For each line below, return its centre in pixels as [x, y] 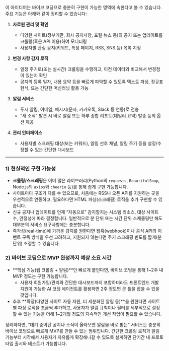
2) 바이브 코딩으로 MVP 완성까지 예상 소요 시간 [58, 258]
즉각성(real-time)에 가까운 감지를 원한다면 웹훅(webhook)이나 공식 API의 [84, 231]
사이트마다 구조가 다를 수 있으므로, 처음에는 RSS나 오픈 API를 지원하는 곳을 [86, 193]
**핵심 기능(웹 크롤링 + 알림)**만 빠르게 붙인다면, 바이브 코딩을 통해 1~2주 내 [88, 270]
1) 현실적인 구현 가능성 [31, 169]
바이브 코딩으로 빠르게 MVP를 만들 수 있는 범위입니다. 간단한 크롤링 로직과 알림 [82, 331]
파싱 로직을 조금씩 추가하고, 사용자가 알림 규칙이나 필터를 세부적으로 [84, 307]
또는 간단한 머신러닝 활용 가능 [60, 88]
